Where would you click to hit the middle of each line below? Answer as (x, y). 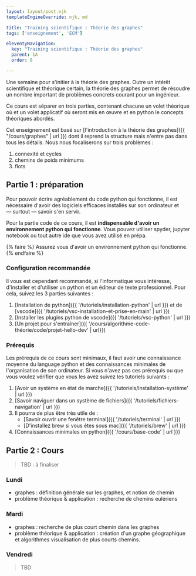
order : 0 (22, 60)
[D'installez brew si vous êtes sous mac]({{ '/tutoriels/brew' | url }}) (104, 426)
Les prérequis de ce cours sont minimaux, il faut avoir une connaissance (94, 358)
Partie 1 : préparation (45, 185)
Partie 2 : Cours (35, 450)
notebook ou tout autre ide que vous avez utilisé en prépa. (77, 235)
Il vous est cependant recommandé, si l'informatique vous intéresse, (89, 281)
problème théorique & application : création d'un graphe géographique (100, 533)
